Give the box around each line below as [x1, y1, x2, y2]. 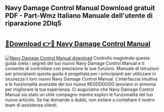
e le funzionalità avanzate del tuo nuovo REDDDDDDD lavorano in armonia [5, 81, 156, 87]
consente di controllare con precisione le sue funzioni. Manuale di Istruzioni [5, 66, 159, 71]
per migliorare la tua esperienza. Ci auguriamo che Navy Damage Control [5, 86, 154, 92]
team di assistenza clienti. [5, 102, 58, 108]
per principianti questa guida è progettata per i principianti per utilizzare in [5, 71, 157, 77]
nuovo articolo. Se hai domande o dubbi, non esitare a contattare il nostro [5, 97, 155, 103]
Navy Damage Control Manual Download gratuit [5, 4, 155, 12]
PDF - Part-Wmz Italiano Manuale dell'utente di [5, 12, 153, 20]
